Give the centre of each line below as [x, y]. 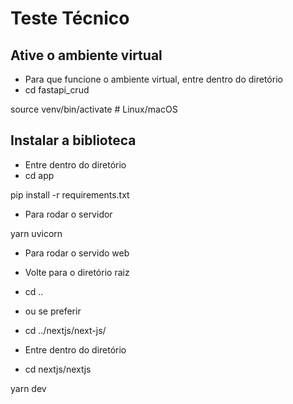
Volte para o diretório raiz [77, 272]
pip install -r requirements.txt [70, 194]
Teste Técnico [70, 18]
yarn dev [28, 388]
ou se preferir [53, 311]
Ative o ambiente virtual [86, 55]
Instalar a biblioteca [73, 140]
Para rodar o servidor [68, 214]
